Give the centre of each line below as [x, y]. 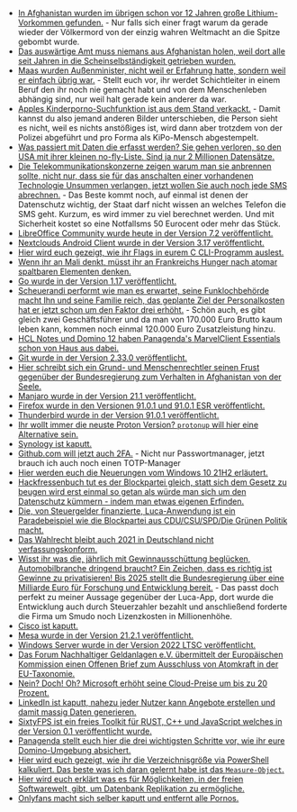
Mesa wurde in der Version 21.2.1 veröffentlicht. [106, 635]
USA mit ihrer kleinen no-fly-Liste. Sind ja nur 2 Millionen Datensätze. [146, 156]
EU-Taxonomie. [46, 674]
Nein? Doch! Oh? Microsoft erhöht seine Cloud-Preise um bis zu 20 [143, 683]
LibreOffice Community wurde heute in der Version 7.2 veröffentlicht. [145, 233]
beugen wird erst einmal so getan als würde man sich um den [132, 492]
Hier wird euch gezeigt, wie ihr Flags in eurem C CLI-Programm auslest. [151, 252]
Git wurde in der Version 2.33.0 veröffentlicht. [102, 358]
